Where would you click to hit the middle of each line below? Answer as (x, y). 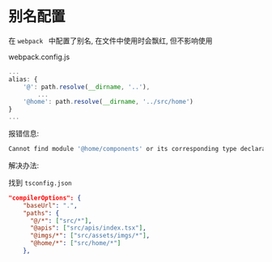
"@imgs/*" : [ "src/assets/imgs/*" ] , (90, 236)
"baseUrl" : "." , (51, 205)
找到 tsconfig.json (40, 183)
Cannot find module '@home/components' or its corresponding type (123, 149)
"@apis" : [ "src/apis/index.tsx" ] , (88, 228)
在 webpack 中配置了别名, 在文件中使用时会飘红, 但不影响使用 (110, 41)
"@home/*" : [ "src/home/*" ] (75, 243)
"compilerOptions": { (45, 198)
